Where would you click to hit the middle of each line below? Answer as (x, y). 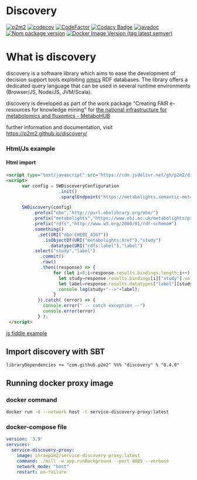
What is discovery (51, 57)
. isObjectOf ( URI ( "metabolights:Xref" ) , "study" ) (102, 240)
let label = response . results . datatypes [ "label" (116, 284)
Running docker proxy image (60, 383)
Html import (21, 163)
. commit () (52, 256)
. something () (48, 229)
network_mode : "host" (43, 467)
